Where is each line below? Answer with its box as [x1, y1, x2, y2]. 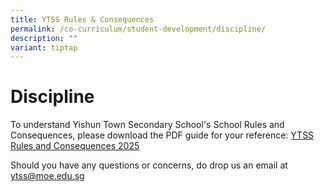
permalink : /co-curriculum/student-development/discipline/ [10, 24, 267, 34]
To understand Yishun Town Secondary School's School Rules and [10, 119, 285, 131]
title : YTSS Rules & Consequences [10, 14, 155, 25]
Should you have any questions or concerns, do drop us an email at [10, 159, 288, 171]
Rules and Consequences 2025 [10, 140, 140, 152]
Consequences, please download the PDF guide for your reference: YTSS [10, 129, 315, 141]
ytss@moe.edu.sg [10, 170, 85, 182]
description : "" [10, 33, 78, 43]
